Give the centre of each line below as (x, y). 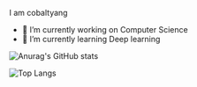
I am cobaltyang (38, 13)
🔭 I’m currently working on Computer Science (105, 29)
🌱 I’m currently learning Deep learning (91, 39)
